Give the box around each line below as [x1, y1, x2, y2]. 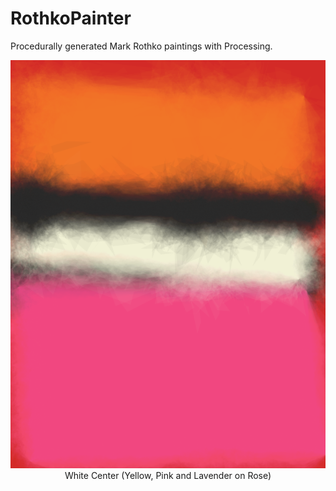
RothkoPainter [10, 7, 132, 30]
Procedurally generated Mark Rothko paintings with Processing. [10, 40, 273, 52]
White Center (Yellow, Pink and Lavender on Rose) [64, 469, 272, 481]
